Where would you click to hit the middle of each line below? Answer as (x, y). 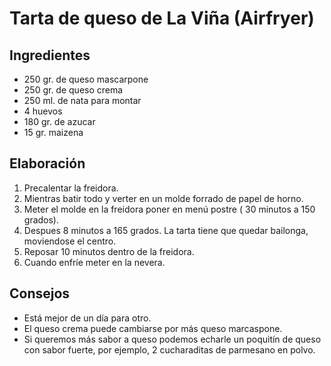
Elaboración (47, 163)
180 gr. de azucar (59, 121)
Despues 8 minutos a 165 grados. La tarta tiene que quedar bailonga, (166, 230)
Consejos (40, 293)
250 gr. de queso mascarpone (86, 79)
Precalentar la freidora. (71, 188)
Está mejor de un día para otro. (87, 318)
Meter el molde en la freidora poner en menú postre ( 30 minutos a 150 (169, 209)
